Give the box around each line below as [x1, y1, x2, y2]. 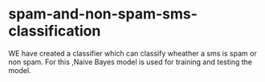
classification [8, 22, 101, 40]
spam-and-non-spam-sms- [8, 5, 198, 23]
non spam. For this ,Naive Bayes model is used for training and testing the [8, 57, 253, 67]
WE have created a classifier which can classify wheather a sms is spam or [8, 48, 257, 58]
